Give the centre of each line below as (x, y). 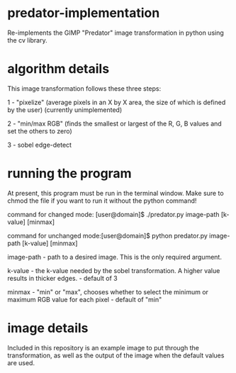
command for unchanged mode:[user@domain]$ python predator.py (107, 235)
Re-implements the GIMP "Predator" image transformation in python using (116, 33)
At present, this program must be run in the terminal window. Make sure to (116, 193)
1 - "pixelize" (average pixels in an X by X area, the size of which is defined (117, 102)
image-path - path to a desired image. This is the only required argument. (114, 257)
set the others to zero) (40, 131)
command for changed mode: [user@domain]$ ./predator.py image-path (113, 214)
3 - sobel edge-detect (40, 145)
